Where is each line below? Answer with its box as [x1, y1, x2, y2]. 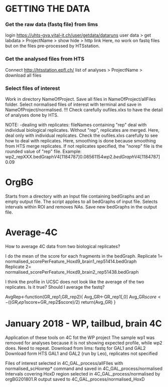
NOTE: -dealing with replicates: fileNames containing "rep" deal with [5, 122, 147, 128]
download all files [5, 72, 42, 78]
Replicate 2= [5, 264, 32, 270]
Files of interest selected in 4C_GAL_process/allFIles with [5, 360, 123, 366]
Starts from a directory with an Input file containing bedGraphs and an [5, 193, 150, 200]
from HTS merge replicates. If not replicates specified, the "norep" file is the [5, 143, 163, 149]
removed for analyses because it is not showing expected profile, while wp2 [5, 339, 162, 346]
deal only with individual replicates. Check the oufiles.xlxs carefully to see [5, 132, 158, 138]
